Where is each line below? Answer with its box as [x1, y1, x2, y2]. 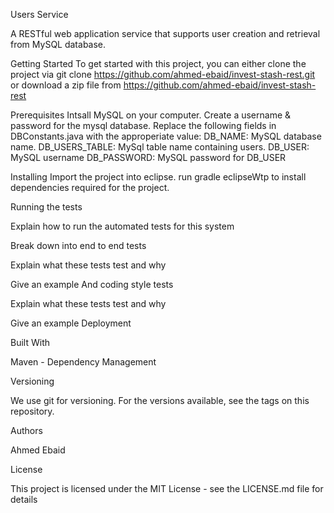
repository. [10, 405, 55, 417]
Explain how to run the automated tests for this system [10, 220, 235, 232]
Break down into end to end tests [10, 240, 147, 251]
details [10, 494, 38, 505]
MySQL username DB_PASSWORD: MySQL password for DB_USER [10, 152, 287, 163]
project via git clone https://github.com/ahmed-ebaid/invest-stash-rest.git [10, 69, 316, 80]
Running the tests [10, 201, 83, 213]
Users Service [10, 9, 69, 20]
